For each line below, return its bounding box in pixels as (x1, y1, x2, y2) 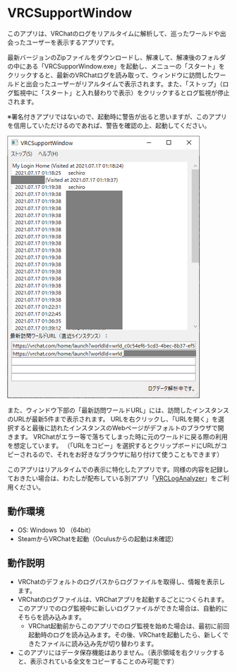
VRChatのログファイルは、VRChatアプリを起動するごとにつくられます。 (17, 595, 228, 603)
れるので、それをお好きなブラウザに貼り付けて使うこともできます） (25, 450, 224, 458)
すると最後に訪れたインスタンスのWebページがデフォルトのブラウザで (13, 423, 218, 432)
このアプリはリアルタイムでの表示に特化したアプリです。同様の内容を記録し (7, 465, 229, 473)
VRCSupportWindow (7, 5, 133, 21)
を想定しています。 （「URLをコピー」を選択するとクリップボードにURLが (7, 441, 221, 450)
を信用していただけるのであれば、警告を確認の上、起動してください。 (7, 121, 211, 129)
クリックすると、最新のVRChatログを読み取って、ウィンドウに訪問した (7, 71, 214, 79)
